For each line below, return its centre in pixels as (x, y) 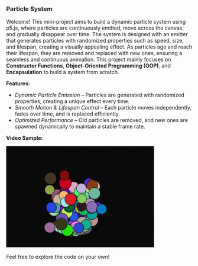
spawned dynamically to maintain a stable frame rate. (80, 127)
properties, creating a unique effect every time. (72, 101)
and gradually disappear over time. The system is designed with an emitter (97, 34)
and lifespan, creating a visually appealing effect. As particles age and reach (99, 47)
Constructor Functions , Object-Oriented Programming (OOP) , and (89, 66)
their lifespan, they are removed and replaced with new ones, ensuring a (94, 53)
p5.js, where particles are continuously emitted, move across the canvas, (95, 28)
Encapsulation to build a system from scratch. (63, 72)
